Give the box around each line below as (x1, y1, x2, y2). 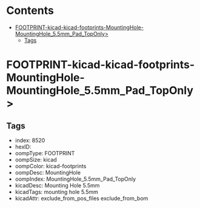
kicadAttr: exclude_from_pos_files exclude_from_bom (15, 195, 148, 202)
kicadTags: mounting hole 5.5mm (15, 188, 98, 195)
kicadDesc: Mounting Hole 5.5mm (15, 181, 100, 189)
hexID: (15, 143, 32, 150)
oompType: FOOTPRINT (15, 149, 75, 156)
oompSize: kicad (15, 156, 58, 163)
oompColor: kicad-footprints (15, 162, 87, 170)
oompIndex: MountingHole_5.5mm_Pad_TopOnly (15, 175, 136, 183)
